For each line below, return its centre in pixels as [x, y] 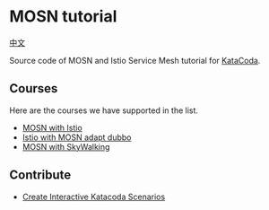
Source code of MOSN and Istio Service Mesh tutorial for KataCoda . [135, 60]
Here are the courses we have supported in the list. [104, 110]
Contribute [40, 175]
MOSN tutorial [63, 17]
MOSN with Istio [52, 127]
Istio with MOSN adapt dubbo [77, 137]
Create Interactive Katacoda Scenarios [94, 197]
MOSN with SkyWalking [66, 146]
